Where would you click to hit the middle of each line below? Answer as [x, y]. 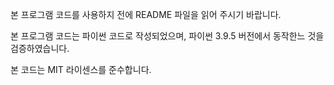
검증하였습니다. [40, 48]
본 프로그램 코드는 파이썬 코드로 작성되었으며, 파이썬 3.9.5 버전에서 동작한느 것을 [167, 36]
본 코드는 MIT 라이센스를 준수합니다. [81, 69]
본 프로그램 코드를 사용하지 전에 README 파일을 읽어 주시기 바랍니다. [146, 14]
